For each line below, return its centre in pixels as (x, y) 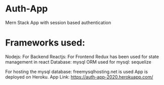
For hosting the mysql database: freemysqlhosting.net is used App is (76, 71)
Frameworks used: (45, 43)
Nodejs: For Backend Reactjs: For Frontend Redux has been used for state (82, 56)
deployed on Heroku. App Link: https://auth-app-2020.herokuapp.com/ (79, 77)
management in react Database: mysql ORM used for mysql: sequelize (78, 62)
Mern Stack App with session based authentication (58, 22)
